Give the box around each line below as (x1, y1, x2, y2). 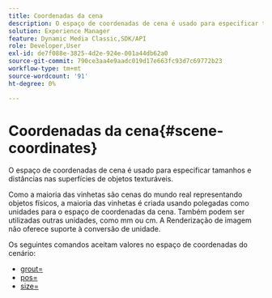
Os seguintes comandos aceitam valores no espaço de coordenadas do (8, 240, 249, 249)
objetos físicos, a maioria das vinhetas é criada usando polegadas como (8, 198, 249, 208)
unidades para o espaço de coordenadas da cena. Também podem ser (8, 207, 245, 217)
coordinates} (8, 138, 98, 157)
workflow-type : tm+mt (8, 65, 82, 73)
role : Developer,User (8, 42, 82, 50)
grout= (19, 264, 43, 274)
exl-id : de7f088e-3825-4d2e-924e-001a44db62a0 (8, 49, 168, 57)
